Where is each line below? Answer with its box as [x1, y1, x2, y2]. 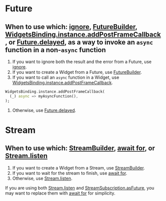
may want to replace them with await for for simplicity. [5, 190, 116, 196]
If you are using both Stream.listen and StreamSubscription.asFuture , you [5, 185, 155, 191]
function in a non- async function [5, 45, 106, 54]
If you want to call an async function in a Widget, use [12, 74, 120, 80]
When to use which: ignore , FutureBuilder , [5, 23, 137, 31]
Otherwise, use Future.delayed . [12, 107, 77, 113]
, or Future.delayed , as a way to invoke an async [5, 38, 153, 46]
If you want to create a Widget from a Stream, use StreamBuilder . [12, 165, 145, 170]
